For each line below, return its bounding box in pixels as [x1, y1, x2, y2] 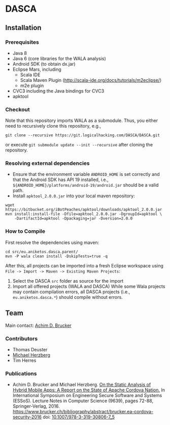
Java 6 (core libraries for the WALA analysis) [12, 55, 107, 62]
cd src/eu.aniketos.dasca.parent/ [5, 249, 79, 254]
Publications [5, 370, 37, 377]
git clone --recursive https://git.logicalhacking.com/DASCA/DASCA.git [5, 133, 160, 138]
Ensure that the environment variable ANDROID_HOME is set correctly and [12, 171, 160, 177]
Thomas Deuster [12, 346, 48, 352]
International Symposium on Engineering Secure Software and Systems [12, 392, 162, 399]
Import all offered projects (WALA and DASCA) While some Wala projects [12, 283, 165, 289]
